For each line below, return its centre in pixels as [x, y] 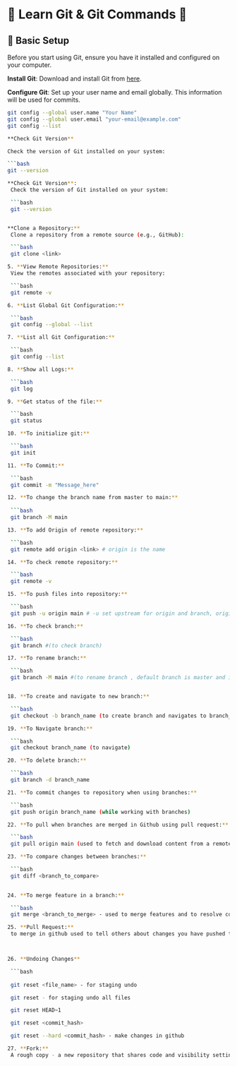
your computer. [30, 65]
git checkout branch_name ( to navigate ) [71, 748]
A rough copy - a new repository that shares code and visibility [110, 1055]
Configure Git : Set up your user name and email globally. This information [115, 92]
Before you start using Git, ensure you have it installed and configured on [114, 57]
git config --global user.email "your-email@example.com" [94, 119]
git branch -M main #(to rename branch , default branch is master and [118, 678]
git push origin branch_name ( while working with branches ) [101, 812]
